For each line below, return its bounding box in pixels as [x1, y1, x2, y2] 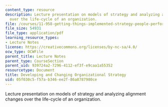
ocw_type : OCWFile [5, 49, 43, 54]
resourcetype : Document [5, 68, 55, 73]
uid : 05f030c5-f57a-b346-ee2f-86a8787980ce [5, 77, 97, 82]
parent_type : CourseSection [5, 58, 64, 63]
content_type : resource [5, 7, 55, 12]
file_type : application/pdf [5, 30, 64, 35]
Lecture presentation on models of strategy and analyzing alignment [5, 90, 146, 96]
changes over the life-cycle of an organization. [5, 96, 101, 102]
